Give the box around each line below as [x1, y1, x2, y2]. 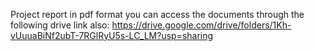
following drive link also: [10, 19, 110, 31]
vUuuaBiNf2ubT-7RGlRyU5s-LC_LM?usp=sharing [10, 30, 214, 41]
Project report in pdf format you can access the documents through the [10, 9, 305, 20]
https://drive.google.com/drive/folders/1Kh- [111, 19, 292, 31]
